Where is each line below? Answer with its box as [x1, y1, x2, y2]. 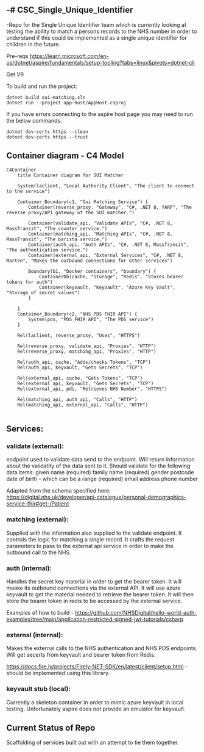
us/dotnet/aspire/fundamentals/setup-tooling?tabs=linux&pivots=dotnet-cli [6, 59, 195, 66]
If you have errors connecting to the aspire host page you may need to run [6, 110, 193, 118]
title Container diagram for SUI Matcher [17, 172, 124, 178]
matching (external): [6, 515, 69, 524]
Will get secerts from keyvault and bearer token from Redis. [6, 651, 156, 659]
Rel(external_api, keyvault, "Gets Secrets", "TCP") [17, 380, 154, 386]
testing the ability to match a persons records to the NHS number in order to [6, 27, 197, 35]
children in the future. [6, 40, 61, 48]
